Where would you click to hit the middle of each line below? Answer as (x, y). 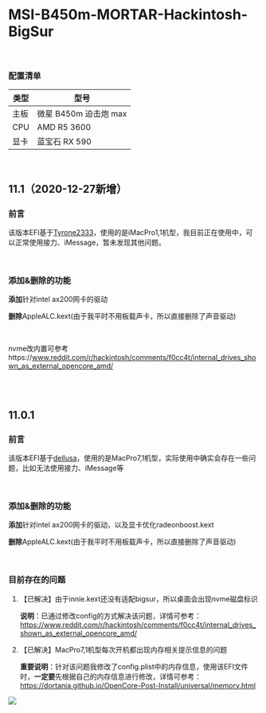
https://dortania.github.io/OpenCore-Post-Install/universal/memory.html (138, 685)
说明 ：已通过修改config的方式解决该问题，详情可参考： (110, 616)
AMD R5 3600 (64, 127)
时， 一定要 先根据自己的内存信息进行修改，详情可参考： (110, 676)
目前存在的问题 (37, 580)
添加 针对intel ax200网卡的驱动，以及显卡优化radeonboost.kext (111, 525)
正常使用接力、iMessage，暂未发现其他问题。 (90, 242)
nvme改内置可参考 (39, 349)
